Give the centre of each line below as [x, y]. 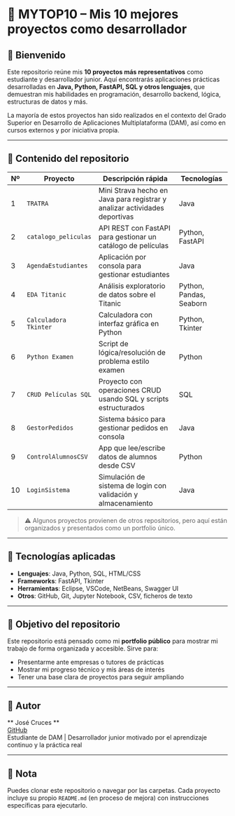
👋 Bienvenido [37, 55]
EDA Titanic [47, 294]
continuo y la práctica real [45, 745]
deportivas [116, 217]
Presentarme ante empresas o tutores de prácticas [91, 662]
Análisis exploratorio [132, 285]
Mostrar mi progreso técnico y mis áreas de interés [91, 669]
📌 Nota [22, 774]
